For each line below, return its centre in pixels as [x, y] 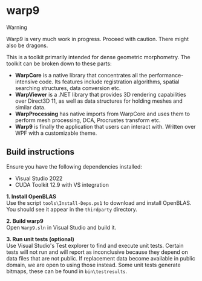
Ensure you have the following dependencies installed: [74, 166]
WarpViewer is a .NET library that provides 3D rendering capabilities [100, 94]
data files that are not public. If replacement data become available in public [101, 258]
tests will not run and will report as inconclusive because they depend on [97, 252]
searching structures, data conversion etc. [68, 88]
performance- [166, 75]
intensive [26, 82]
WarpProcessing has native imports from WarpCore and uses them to [103, 114]
